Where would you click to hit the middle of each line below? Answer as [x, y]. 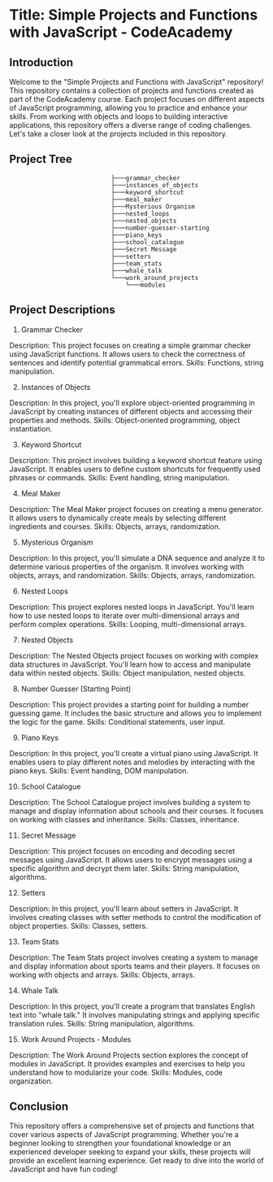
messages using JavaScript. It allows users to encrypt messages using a [131, 860]
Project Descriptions [63, 310]
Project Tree [41, 159]
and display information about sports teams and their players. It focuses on [135, 965]
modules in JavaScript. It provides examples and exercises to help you [127, 1063]
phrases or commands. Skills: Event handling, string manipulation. [119, 477]
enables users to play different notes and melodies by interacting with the [132, 762]
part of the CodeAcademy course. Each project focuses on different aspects [137, 99]
